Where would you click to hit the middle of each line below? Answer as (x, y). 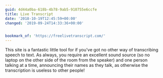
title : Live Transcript (29, 14)
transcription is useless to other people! (45, 70)
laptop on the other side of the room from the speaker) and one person (76, 60)
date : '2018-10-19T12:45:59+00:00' (41, 18)
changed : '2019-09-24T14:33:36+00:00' (44, 23)
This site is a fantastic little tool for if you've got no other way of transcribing (82, 50)
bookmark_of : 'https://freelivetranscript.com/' (55, 36)
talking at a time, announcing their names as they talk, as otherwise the (76, 65)
